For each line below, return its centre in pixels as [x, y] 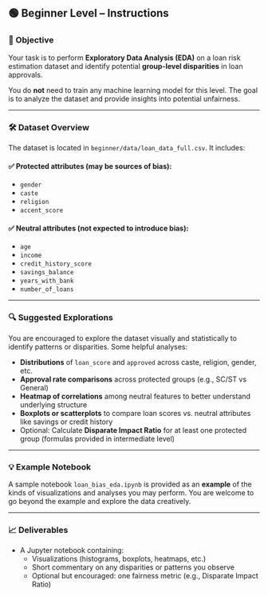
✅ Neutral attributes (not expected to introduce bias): [99, 228]
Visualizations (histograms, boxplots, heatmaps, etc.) [119, 559]
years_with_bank [47, 281]
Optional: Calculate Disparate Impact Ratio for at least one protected [133, 430]
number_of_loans [47, 290]
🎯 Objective [31, 40]
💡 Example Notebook [50, 466]
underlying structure [53, 404]
